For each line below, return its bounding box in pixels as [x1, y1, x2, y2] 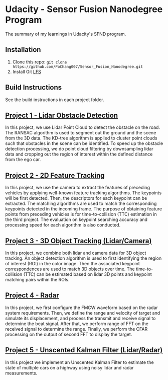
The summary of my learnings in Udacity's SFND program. [5, 31, 126, 37]
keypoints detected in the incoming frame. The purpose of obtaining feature [5, 206, 162, 212]
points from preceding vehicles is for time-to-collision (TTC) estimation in [5, 211, 157, 217]
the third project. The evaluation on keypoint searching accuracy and [5, 216, 148, 222]
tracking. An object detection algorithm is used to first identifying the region [5, 255, 162, 261]
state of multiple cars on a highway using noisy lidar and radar [5, 364, 134, 370]
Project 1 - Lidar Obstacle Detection [5, 111, 118, 119]
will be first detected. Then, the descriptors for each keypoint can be [5, 195, 147, 201]
